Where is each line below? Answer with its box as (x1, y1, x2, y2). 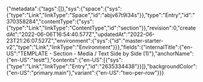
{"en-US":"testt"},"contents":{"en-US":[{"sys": (6, 57, 123, 63)
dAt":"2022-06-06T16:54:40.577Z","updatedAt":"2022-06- (6, 31, 155, 38)
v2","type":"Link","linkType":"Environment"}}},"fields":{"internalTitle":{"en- (6, 43, 193, 51)
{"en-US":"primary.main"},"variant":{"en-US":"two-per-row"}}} (6, 69, 164, 76)
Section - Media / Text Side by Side (53, 50, 142, 57)
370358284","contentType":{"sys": (6, 18, 94, 25)
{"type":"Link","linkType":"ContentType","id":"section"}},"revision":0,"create (6, 24, 196, 31)
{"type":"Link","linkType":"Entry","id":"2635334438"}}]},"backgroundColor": (6, 63, 198, 70)
